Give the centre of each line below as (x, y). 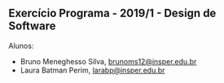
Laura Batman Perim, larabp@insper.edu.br (92, 70)
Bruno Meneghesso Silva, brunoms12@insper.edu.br (108, 61)
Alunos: (21, 46)
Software (32, 26)
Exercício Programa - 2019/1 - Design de (112, 13)
